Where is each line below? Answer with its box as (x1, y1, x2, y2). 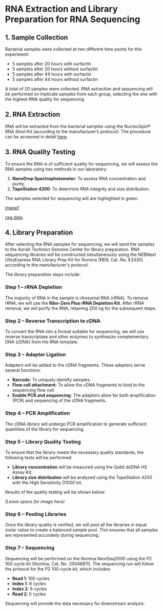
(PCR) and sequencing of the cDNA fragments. (12, 398, 106, 403)
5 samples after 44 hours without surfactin (12, 77, 99, 82)
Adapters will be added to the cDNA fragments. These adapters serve (5, 362, 145, 368)
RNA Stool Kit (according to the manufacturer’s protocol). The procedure (5, 128, 151, 134)
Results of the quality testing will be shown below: (5, 489, 106, 495)
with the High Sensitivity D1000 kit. (12, 480, 82, 485)
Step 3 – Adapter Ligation (5, 351, 66, 358)
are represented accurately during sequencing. (5, 532, 100, 538)
